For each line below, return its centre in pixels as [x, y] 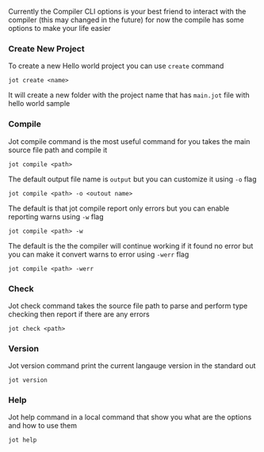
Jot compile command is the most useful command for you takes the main [129, 141]
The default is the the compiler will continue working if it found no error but [131, 245]
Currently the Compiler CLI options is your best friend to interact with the [127, 11]
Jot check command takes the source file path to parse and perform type [128, 306]
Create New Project [46, 48]
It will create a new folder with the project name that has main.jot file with [129, 95]
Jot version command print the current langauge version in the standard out [132, 366]
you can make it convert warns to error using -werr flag [99, 254]
